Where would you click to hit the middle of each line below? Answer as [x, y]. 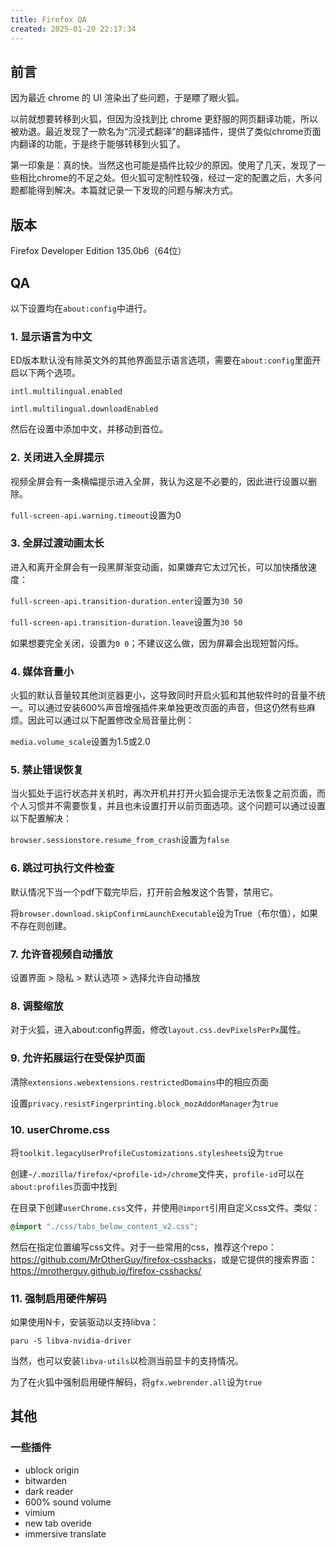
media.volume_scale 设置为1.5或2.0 [80, 742]
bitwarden [45, 1480]
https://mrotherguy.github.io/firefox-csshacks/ [106, 1270]
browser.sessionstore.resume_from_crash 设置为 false [120, 840]
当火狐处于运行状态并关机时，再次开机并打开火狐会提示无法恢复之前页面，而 [168, 793]
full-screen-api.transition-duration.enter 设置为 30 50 [126, 600]
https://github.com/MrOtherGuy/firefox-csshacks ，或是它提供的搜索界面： [164, 1259]
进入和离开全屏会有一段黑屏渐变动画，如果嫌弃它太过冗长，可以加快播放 [159, 567]
